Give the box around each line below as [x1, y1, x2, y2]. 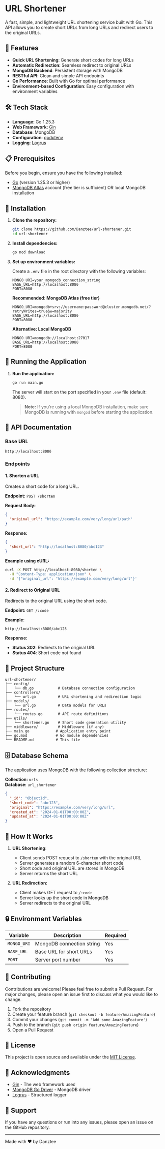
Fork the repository [12, 1006, 52, 1012]
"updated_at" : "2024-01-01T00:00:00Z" [9, 814, 89, 819]
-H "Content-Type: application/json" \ [9, 572, 91, 577]
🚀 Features [5, 44, 39, 52]
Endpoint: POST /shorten [5, 493, 55, 499]
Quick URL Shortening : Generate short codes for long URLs [12, 57, 134, 63]
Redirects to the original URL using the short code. [5, 598, 107, 604]
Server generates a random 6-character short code [19, 860, 124, 866]
